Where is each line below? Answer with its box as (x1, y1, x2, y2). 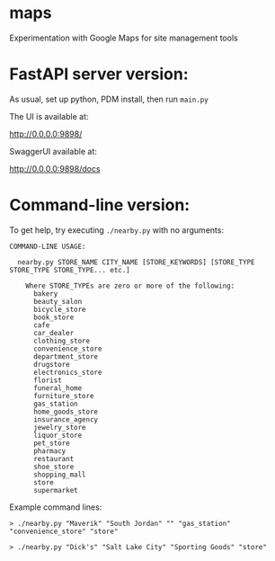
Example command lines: (9, 502, 102, 512)
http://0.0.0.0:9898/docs (9, 163, 101, 174)
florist (32, 376, 63, 385)
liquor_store (32, 431, 83, 440)
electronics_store (32, 368, 102, 377)
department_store (32, 352, 99, 361)
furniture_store (32, 391, 94, 400)
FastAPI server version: (9, 64, 189, 85)
